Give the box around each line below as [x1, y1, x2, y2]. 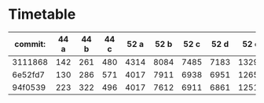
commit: [14, 38, 46, 49]
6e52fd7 [12, 69, 46, 80]
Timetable [8, 5, 76, 23]
